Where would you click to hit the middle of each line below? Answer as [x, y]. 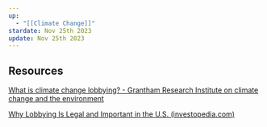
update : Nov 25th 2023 [46, 38]
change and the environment [56, 99]
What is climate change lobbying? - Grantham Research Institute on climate [133, 90]
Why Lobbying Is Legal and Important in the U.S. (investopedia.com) [122, 114]
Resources [36, 70]
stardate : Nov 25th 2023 [50, 31]
